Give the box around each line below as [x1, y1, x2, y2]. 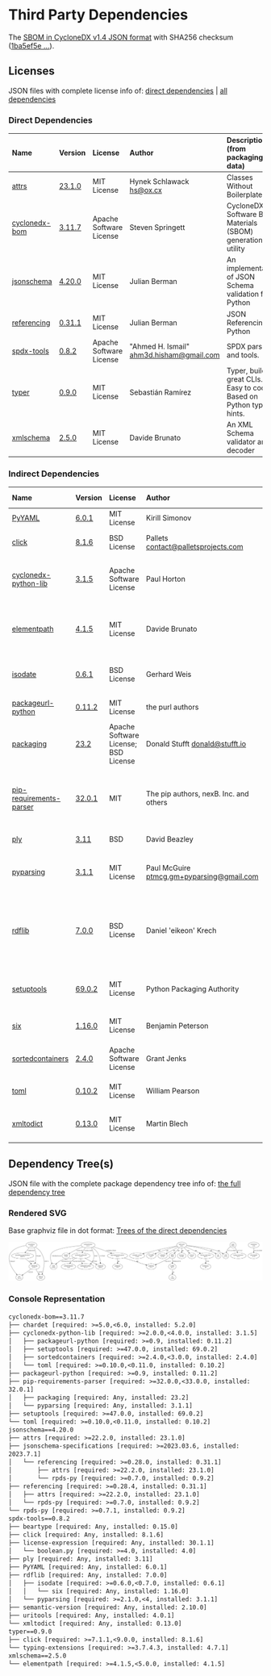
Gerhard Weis [146, 670, 192, 679]
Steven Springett [129, 222, 186, 232]
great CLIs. [227, 374, 264, 384]
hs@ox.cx [129, 186, 163, 195]
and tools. [227, 350, 260, 360]
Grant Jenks [146, 1053, 187, 1063]
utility [227, 244, 245, 253]
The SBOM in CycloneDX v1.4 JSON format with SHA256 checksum [8, 32, 234, 42]
